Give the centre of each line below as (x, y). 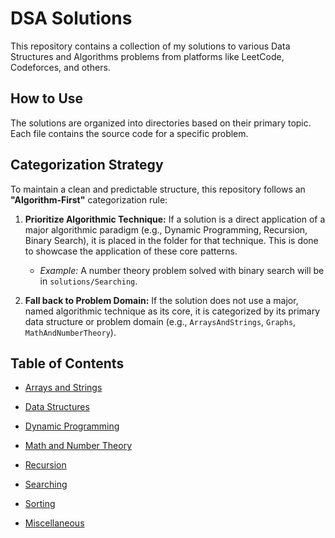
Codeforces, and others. (60, 67)
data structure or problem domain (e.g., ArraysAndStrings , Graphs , (160, 321)
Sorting (40, 504)
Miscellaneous (54, 523)
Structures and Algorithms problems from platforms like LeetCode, (147, 56)
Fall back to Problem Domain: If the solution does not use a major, (161, 300)
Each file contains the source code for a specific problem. (129, 133)
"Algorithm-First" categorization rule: (89, 199)
